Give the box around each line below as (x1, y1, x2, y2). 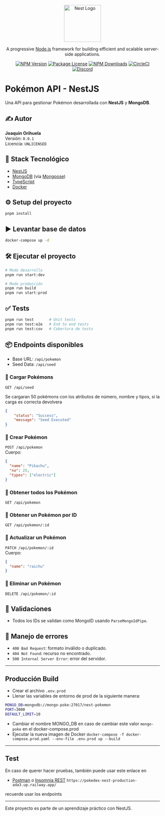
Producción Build (5, 674, 59, 683)
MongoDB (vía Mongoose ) (12, 173, 66, 179)
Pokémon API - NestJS (5, 83, 100, 95)
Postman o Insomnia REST (12, 777, 66, 783)
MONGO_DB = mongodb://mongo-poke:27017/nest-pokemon (5, 702, 111, 708)
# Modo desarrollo (5, 268, 43, 272)
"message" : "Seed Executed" (14, 418, 71, 423)
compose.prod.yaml (12, 736, 50, 741)
